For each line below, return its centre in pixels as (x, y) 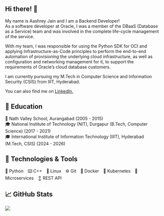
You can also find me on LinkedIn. (39, 91)
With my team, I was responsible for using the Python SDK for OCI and (76, 46)
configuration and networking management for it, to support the (70, 61)
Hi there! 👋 (22, 9)
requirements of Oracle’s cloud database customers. (58, 67)
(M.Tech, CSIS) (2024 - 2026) (35, 143)
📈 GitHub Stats (29, 194)
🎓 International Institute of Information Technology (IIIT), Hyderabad (75, 136)
